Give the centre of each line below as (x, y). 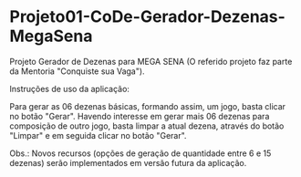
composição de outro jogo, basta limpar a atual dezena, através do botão (147, 126)
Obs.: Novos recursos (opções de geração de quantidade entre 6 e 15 (140, 153)
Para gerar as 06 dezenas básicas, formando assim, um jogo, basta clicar (147, 106)
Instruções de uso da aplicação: (70, 88)
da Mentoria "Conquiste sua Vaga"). (77, 71)
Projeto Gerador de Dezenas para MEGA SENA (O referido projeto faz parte (151, 61)
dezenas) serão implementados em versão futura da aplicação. (128, 162)
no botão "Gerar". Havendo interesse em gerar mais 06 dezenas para (140, 116)
